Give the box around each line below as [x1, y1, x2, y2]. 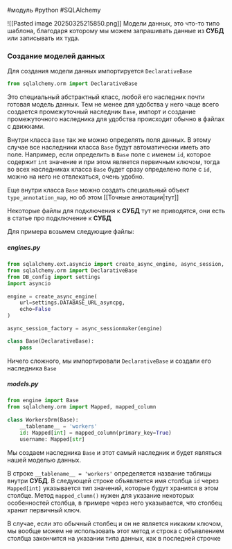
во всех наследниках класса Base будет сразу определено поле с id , [7, 165, 212, 174]
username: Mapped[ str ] [19, 435, 85, 442]
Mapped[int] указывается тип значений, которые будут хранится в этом [7, 484, 220, 492]
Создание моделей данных [7, 51, 105, 61]
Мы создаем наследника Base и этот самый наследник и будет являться [7, 448, 222, 456]
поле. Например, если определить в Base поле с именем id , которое [7, 150, 211, 159]
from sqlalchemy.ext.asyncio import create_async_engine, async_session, [7, 261, 225, 268]
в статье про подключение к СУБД [7, 214, 112, 222]
